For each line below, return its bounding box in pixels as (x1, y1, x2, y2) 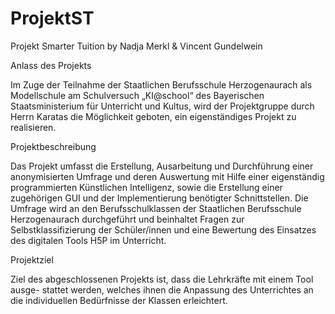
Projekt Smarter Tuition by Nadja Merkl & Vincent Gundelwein (10, 40, 263, 52)
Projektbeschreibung (10, 140, 97, 152)
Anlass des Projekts (10, 59, 92, 71)
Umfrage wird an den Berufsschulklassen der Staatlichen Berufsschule (10, 202, 302, 214)
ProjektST (10, 7, 95, 30)
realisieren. (10, 121, 57, 133)
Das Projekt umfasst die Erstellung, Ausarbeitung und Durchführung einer (10, 160, 314, 172)
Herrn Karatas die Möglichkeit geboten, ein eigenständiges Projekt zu (10, 110, 297, 122)
